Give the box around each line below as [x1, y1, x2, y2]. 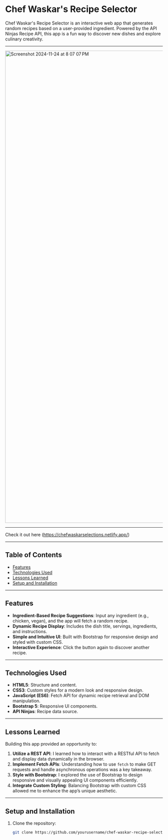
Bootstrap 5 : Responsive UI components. [12, 703, 98, 709]
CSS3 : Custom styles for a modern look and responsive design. [12, 687, 143, 693]
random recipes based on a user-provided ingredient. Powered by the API [5, 25, 157, 31]
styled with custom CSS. [12, 639, 63, 645]
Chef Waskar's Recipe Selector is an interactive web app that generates [5, 20, 153, 26]
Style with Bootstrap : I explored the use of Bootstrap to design [12, 772, 142, 778]
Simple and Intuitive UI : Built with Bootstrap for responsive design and [12, 634, 158, 640]
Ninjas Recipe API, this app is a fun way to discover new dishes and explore [5, 30, 161, 36]
